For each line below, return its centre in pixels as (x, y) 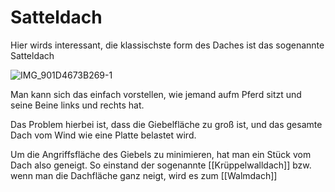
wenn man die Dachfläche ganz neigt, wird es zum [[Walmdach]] (144, 175)
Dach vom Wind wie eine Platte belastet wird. (103, 135)
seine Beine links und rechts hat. (77, 105)
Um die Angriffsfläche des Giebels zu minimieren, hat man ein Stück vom (161, 154)
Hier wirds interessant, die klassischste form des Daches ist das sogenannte (167, 45)
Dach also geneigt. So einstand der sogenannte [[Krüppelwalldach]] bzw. (161, 165)
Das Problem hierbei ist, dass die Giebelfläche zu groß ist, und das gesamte (166, 124)
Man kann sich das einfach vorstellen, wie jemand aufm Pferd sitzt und (156, 94)
